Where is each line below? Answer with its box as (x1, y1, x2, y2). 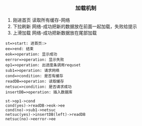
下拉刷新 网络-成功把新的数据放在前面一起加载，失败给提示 (12, 23, 137, 30)
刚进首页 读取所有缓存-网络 (12, 17, 70, 23)
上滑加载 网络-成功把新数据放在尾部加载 (12, 30, 97, 36)
